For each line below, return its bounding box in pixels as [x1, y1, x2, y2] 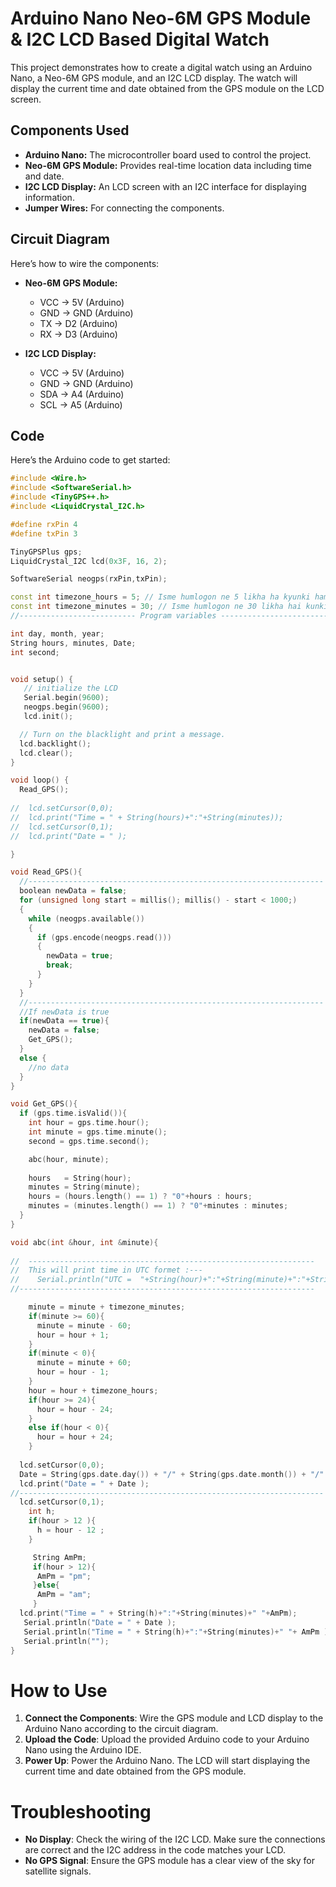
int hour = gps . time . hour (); [28, 1118, 150, 1128]
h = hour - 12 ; [36, 1525, 105, 1535]
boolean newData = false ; [19, 886, 128, 896]
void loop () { [10, 775, 70, 786]
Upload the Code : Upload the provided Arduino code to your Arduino [24, 1733, 310, 1746]
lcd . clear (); [19, 748, 74, 758]
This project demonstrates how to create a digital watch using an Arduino [10, 61, 313, 73]
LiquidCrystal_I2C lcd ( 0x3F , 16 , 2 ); [10, 556, 168, 566]
